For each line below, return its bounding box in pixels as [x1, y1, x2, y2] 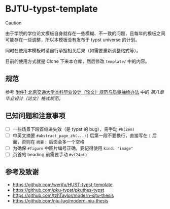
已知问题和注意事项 [5, 112, 65, 120]
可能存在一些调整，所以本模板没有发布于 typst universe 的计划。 [5, 37, 140, 43]
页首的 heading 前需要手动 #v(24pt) [12, 151, 88, 157]
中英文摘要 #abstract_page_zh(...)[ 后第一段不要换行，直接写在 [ [12, 132, 151, 138]
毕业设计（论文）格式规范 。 [5, 95, 63, 101]
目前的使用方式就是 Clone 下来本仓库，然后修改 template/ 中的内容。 [5, 58, 150, 64]
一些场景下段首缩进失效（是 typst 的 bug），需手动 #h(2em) [12, 126, 135, 132]
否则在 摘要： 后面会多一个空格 [21, 138, 85, 145]
